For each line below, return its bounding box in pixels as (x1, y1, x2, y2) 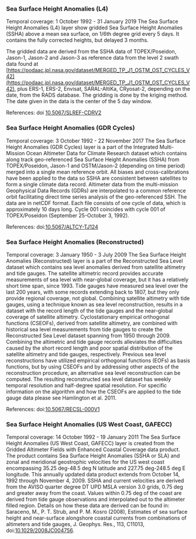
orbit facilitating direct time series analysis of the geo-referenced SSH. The (6, 193, 187, 200)
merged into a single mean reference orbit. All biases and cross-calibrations (6, 168, 189, 175)
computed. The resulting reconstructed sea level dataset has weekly (6, 376, 171, 383)
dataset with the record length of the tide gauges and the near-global (6, 307, 173, 314)
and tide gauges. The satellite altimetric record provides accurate (6, 269, 164, 277)
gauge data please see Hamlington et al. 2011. (6, 394, 117, 401)
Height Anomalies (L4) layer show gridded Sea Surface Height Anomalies (6, 24, 183, 31)
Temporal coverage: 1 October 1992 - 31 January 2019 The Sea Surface (6, 18, 178, 25)
